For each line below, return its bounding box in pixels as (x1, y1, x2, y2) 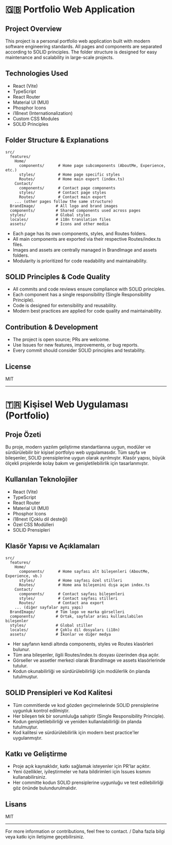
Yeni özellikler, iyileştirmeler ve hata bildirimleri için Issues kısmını (12, 769, 151, 775)
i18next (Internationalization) (12, 110, 73, 116)
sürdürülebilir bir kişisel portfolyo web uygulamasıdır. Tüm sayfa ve (5, 449, 146, 455)
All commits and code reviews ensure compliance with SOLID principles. (12, 286, 165, 292)
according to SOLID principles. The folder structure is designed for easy (5, 49, 157, 55)
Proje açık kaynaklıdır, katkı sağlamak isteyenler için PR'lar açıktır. (12, 763, 151, 770)
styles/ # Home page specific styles (18, 172, 120, 177)
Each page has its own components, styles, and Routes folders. (12, 230, 147, 237)
